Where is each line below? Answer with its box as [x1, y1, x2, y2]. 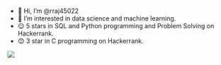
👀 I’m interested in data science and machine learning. [17, 14, 176, 23]
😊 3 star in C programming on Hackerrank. [17, 37, 144, 45]
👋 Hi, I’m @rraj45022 [17, 7, 79, 15]
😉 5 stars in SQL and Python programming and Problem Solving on [17, 22, 215, 30]
